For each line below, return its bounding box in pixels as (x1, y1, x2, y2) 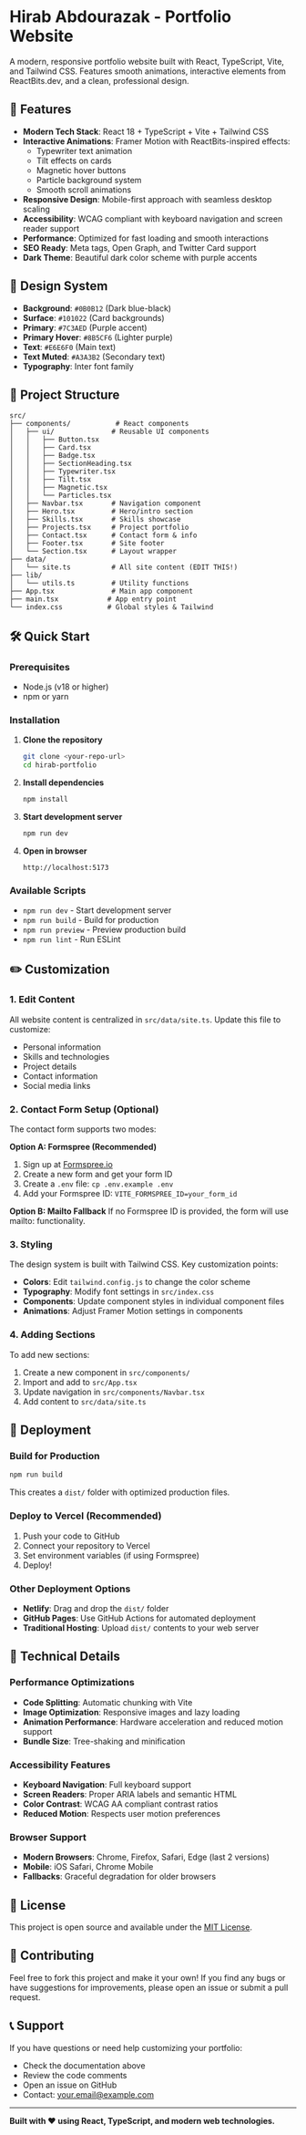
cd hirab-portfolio (22, 761, 97, 770)
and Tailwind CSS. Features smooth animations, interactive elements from (9, 66, 287, 77)
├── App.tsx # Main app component (9, 586, 194, 596)
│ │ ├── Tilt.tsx (9, 475, 92, 484)
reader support (22, 223, 80, 233)
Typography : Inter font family (22, 360, 134, 371)
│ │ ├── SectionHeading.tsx (9, 459, 132, 469)
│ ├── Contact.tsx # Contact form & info (9, 531, 198, 540)
